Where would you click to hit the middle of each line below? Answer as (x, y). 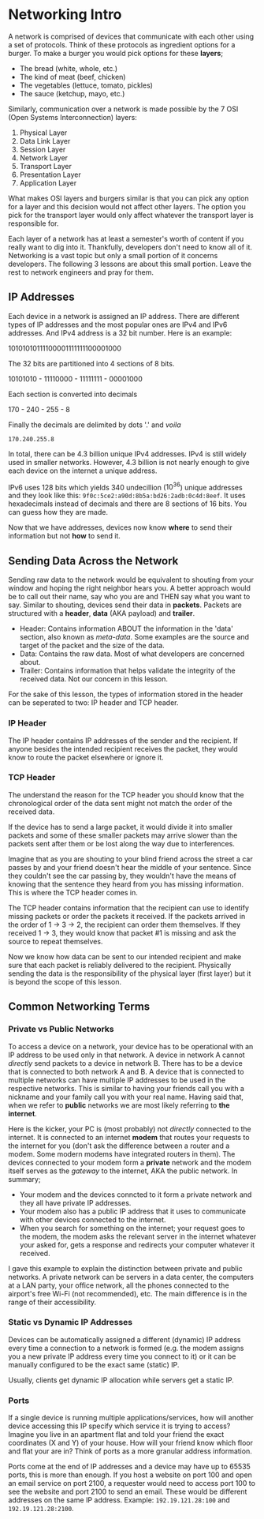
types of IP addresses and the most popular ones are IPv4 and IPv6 (118, 324)
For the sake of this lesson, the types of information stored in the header (126, 694)
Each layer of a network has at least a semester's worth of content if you (126, 238)
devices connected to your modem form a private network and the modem (130, 1162)
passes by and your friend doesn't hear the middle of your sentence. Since (130, 867)
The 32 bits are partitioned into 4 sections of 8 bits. (91, 363)
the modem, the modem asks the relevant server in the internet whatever (138, 1236)
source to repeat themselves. (56, 941)
